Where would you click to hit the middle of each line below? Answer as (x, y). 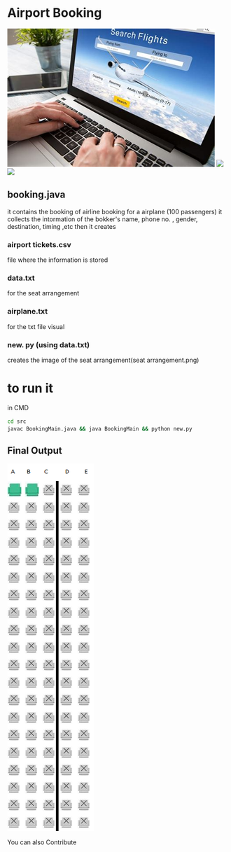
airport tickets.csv (39, 244)
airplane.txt (28, 312)
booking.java (36, 195)
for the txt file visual (36, 326)
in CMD (18, 407)
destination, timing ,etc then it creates (62, 226)
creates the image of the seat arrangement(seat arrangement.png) (103, 360)
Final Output (35, 451)
